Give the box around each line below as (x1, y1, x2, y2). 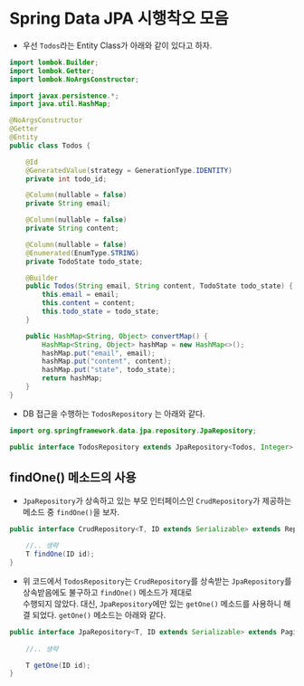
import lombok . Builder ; (9, 58, 100, 67)
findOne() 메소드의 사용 (9, 470, 137, 485)
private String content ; (25, 224, 119, 233)
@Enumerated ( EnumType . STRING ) (25, 248, 140, 258)
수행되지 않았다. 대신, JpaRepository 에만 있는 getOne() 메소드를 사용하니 (22, 598, 282, 609)
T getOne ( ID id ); (25, 661, 91, 670)
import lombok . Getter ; (9, 66, 95, 75)
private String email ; (25, 199, 111, 208)
